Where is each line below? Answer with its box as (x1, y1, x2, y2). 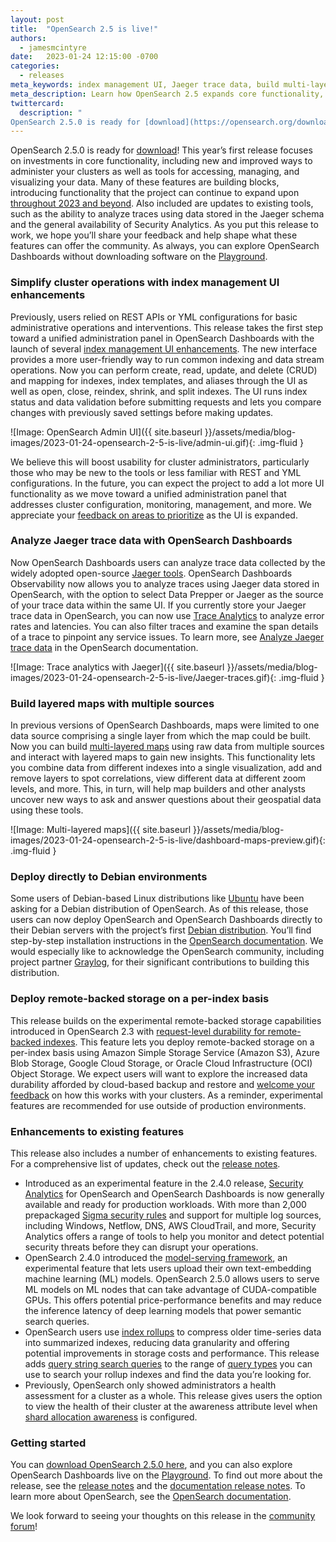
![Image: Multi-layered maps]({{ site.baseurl (10, 824, 192, 836)
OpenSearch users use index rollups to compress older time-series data (24, 1326, 322, 1338)
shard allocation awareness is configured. (24, 1411, 198, 1423)
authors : (10, 33, 47, 43)
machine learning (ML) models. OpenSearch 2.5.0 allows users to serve (24, 1273, 320, 1285)
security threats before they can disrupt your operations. (24, 1241, 259, 1253)
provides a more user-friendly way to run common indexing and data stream (10, 353, 325, 365)
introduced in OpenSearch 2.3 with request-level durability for (10, 1025, 266, 1037)
